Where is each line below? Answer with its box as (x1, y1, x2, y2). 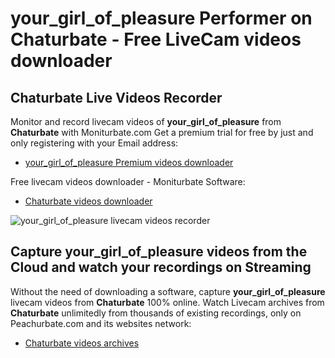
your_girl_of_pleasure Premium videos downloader (24, 157, 234, 168)
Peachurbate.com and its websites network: (10, 317, 192, 329)
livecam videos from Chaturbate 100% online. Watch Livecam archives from (10, 296, 325, 308)
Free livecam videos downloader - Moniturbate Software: (10, 176, 246, 187)
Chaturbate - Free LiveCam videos (10, 28, 302, 51)
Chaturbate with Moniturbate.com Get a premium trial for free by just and (10, 127, 314, 138)
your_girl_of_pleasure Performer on (10, 7, 313, 30)
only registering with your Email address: (10, 137, 179, 149)
